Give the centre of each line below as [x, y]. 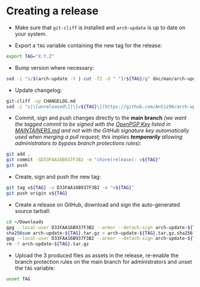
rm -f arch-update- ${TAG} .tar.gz [48, 244]
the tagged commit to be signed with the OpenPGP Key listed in [93, 124]
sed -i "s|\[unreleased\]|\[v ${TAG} [51, 107]
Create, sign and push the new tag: [58, 177]
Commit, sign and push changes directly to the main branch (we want [101, 118]
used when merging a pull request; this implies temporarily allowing [99, 137]
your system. [31, 33]
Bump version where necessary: [54, 67]
